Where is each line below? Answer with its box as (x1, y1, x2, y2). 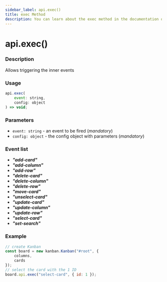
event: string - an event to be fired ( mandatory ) (12, 128, 113, 134)
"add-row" (12, 167, 36, 173)
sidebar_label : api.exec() (5, 7, 61, 12)
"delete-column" (12, 178, 49, 184)
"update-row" (12, 210, 43, 216)
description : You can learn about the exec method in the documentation (5, 16, 159, 21)
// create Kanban (5, 244, 41, 249)
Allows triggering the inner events (5, 67, 75, 73)
